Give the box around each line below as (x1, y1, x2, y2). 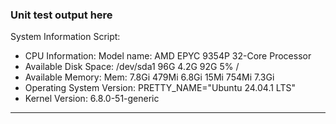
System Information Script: (10, 31, 121, 43)
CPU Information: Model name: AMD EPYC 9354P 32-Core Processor (24, 50, 312, 62)
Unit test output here (10, 8, 113, 22)
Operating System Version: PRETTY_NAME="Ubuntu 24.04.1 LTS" (24, 82, 296, 94)
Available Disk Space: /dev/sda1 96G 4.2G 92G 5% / (24, 61, 240, 73)
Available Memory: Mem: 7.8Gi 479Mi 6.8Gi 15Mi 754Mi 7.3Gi (24, 71, 275, 83)
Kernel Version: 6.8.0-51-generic (24, 93, 160, 105)
